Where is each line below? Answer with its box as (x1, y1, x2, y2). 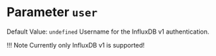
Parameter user (6, 4, 98, 20)
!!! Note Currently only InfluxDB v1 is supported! (6, 41, 145, 49)
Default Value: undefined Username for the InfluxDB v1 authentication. (6, 27, 210, 36)
